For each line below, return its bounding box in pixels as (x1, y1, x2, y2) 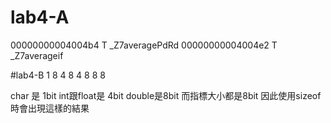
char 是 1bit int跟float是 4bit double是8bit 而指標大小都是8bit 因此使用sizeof (10, 89, 322, 101)
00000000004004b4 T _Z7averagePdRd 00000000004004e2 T (10, 39, 278, 51)
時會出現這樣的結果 (10, 102, 90, 114)
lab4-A (10, 6, 70, 29)
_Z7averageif (10, 49, 64, 61)
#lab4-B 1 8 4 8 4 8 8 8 (10, 69, 106, 81)
